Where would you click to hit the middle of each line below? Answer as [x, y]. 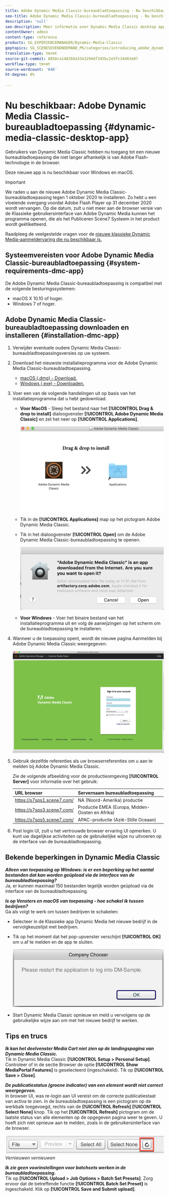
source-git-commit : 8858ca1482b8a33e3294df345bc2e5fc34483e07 [72, 59]
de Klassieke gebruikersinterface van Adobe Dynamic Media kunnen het [80, 213]
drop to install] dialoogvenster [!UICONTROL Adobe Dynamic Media [92, 413]
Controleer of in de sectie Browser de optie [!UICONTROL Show [72, 1065]
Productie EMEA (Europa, [104, 807]
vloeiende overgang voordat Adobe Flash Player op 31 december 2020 [78, 203]
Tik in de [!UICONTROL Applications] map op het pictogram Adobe [90, 519]
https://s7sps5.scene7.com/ [44, 819]
